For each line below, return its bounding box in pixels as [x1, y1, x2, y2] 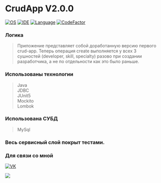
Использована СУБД [5, 115, 58, 122]
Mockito [17, 98, 34, 104]
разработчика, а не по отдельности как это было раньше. [17, 59, 139, 65]
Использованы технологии [5, 71, 74, 78]
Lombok [17, 103, 34, 109]
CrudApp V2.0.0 [5, 3, 74, 14]
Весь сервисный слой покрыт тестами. [5, 139, 105, 146]
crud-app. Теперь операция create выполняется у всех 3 [17, 48, 137, 54]
